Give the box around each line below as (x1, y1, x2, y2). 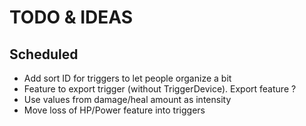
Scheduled (9, 46, 79, 63)
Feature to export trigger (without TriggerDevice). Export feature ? (23, 83, 297, 95)
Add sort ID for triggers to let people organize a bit (23, 72, 232, 84)
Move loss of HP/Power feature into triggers (23, 104, 206, 116)
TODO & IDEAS (9, 6, 134, 29)
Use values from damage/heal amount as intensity (23, 94, 232, 105)
